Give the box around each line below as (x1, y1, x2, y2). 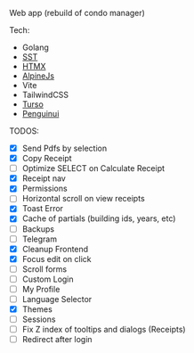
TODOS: (9, 126, 40, 136)
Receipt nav (21, 173, 67, 184)
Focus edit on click (21, 253, 92, 264)
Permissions (21, 183, 69, 194)
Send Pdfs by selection (21, 143, 108, 153)
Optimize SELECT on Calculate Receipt (21, 163, 166, 174)
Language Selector (21, 293, 93, 304)
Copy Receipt (21, 153, 73, 164)
